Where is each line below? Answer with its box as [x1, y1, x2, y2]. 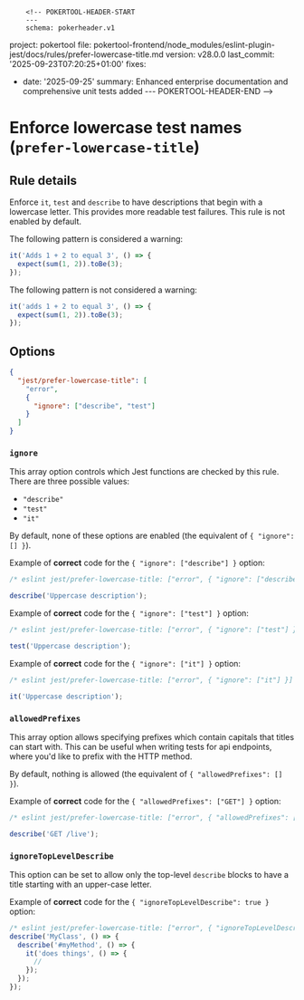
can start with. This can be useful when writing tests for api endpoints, [9, 741, 272, 752]
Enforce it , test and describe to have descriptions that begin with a [9, 197, 263, 207]
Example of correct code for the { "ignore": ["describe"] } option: [9, 557, 265, 569]
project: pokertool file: [9, 40, 92, 50]
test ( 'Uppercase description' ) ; [9, 641, 131, 650]
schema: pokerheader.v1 [25, 24, 116, 33]
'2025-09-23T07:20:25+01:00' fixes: [9, 59, 147, 69]
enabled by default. [9, 216, 82, 226]
